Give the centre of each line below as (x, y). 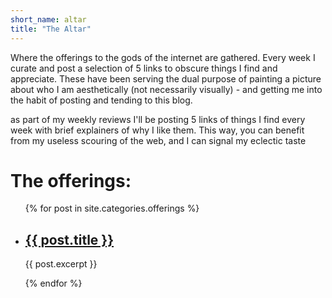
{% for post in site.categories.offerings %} (112, 208)
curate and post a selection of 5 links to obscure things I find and (144, 68)
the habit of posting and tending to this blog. (101, 100)
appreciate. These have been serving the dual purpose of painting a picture (166, 78)
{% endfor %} (53, 283)
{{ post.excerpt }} (61, 264)
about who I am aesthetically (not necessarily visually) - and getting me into (166, 89)
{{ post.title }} (69, 239)
